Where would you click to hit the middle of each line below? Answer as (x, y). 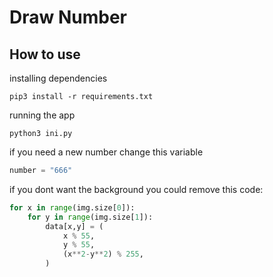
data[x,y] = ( (74, 226)
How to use (45, 54)
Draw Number (68, 17)
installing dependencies (58, 78)
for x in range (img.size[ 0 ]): (72, 207)
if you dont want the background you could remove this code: (136, 189)
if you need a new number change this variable (106, 152)
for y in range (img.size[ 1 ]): (90, 217)
